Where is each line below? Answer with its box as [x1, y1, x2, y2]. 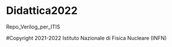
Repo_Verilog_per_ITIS [6, 23, 60, 30]
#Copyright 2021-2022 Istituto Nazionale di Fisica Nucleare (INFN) [6, 34, 167, 41]
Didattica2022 [6, 4, 78, 17]
